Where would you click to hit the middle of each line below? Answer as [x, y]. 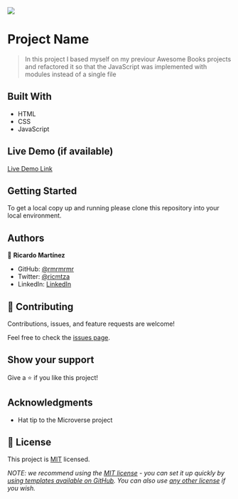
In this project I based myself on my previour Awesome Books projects [128, 59]
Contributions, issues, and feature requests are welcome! [91, 324]
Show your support [51, 360]
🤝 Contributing [40, 307]
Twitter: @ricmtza [43, 277]
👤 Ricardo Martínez [36, 255]
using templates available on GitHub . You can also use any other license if [117, 480]
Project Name [48, 40]
